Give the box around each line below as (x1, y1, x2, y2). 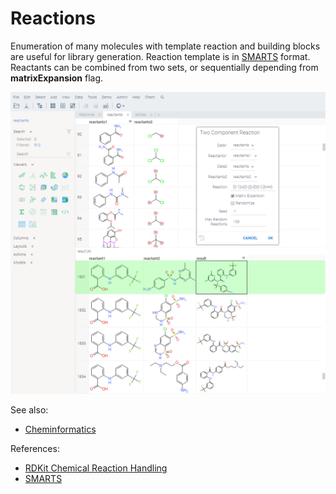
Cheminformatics (24, 423, 97, 436)
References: (10, 443, 60, 455)
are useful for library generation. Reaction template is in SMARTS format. (10, 50, 311, 62)
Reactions (10, 7, 96, 30)
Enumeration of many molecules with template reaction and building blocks (10, 40, 321, 52)
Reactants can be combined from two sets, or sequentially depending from (10, 61, 319, 73)
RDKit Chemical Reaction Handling (24, 462, 168, 474)
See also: (10, 404, 49, 416)
